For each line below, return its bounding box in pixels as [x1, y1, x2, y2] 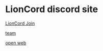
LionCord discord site [5, 4, 98, 15]
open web [5, 39, 27, 46]
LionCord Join [5, 20, 35, 26]
